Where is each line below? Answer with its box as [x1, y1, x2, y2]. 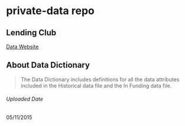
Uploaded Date [6, 95, 43, 102]
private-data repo [6, 4, 95, 18]
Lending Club [6, 28, 57, 38]
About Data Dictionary [6, 60, 90, 70]
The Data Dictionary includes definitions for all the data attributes [20, 75, 180, 83]
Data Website [6, 43, 39, 50]
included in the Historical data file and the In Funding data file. [20, 82, 172, 89]
